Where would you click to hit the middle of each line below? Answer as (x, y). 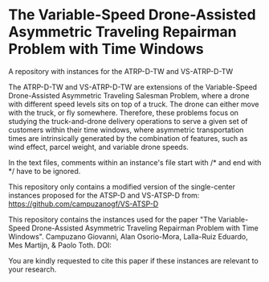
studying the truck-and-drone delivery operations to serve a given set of (128, 121)
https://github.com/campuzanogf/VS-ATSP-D (84, 204)
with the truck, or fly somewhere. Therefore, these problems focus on (124, 112)
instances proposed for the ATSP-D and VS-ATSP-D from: (104, 195)
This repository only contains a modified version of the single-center (122, 186)
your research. (33, 269)
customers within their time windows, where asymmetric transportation (126, 130)
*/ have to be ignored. (45, 171)
